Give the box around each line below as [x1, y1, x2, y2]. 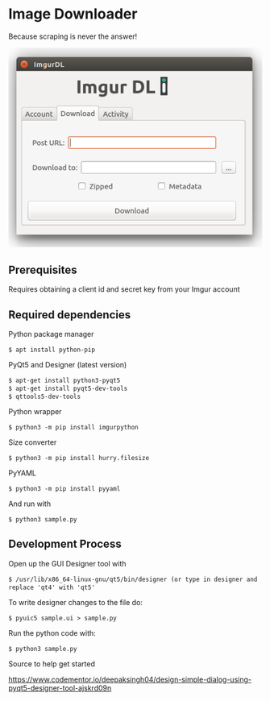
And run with [8, 499, 51, 508]
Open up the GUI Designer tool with [8, 558, 127, 568]
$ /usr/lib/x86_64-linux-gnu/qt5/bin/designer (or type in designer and [8, 575, 258, 583]
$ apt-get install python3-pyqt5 [8, 376, 121, 385]
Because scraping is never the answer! [8, 31, 138, 41]
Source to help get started [8, 658, 95, 669]
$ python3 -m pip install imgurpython [8, 424, 139, 432]
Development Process [8, 537, 123, 551]
